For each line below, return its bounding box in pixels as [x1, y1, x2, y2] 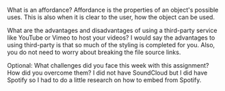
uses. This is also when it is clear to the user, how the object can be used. [7, 13, 215, 21]
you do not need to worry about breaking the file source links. [7, 48, 181, 56]
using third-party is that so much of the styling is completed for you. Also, [7, 41, 215, 49]
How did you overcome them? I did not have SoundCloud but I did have [7, 68, 208, 77]
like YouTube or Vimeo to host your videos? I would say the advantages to [7, 34, 215, 42]
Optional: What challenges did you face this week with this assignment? [7, 62, 209, 69]
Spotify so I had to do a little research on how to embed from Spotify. [7, 76, 202, 84]
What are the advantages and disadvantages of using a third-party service [7, 27, 217, 34]
